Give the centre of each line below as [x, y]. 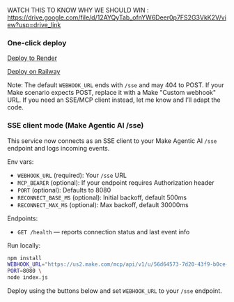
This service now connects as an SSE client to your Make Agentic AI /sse [112, 141]
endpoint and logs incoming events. [58, 148]
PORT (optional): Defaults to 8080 [64, 190]
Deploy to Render [32, 58]
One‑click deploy [37, 43]
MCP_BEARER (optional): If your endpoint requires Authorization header [116, 182]
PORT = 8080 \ [24, 271]
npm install [24, 258]
